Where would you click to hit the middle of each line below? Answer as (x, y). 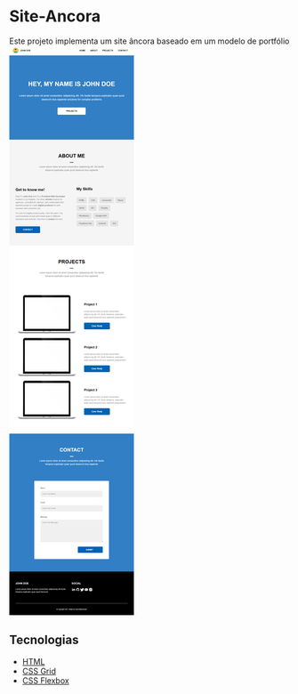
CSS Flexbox (45, 680)
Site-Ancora (55, 16)
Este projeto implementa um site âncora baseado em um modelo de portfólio (149, 41)
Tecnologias (44, 640)
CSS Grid (39, 671)
